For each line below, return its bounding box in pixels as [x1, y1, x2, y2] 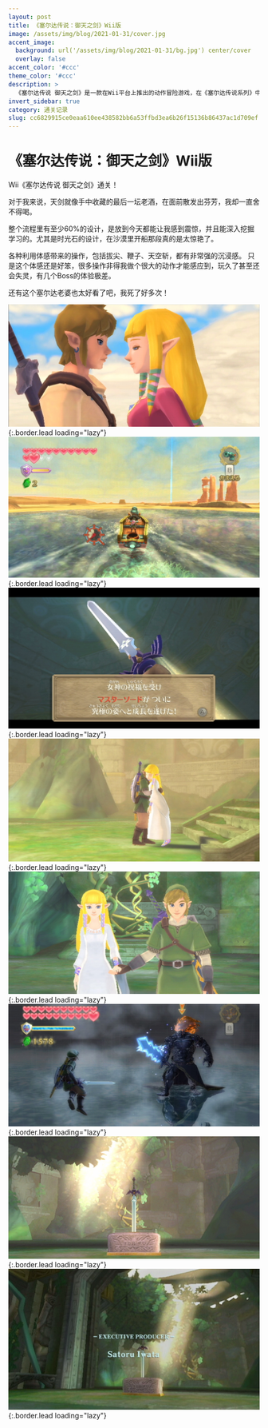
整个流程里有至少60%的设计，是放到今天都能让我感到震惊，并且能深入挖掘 [8, 224, 255, 233]
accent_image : [8, 38, 56, 46]
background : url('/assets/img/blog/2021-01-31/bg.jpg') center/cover [15, 46, 251, 55]
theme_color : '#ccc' [8, 72, 77, 80]
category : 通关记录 [8, 106, 69, 114]
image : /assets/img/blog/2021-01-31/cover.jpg [8, 30, 166, 38]
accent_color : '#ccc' [8, 64, 81, 72]
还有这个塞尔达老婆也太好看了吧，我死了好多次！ [8, 288, 169, 297]
